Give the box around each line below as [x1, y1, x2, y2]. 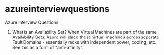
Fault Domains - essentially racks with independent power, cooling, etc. [12, 39, 157, 45]
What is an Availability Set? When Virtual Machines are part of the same [12, 29, 157, 35]
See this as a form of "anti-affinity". [12, 44, 84, 50]
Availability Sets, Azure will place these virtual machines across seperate [12, 34, 159, 40]
